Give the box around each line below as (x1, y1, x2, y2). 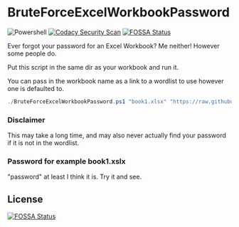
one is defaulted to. (7, 84, 64, 93)
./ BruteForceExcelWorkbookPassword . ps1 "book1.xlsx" (7, 97, 167, 105)
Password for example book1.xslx (7, 157, 126, 167)
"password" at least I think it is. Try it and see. (7, 172, 142, 181)
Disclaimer (7, 115, 46, 125)
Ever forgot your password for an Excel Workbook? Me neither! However (7, 41, 221, 50)
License (7, 193, 43, 205)
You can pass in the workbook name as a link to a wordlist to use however (7, 76, 224, 85)
